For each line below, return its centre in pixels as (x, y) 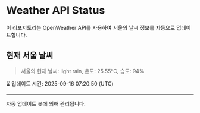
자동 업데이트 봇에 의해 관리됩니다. (46, 103)
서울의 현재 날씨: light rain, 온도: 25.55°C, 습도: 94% (82, 71)
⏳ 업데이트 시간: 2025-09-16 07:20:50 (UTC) (60, 83)
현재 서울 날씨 (30, 56)
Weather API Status (56, 10)
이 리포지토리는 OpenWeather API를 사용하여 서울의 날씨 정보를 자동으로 (91, 27)
